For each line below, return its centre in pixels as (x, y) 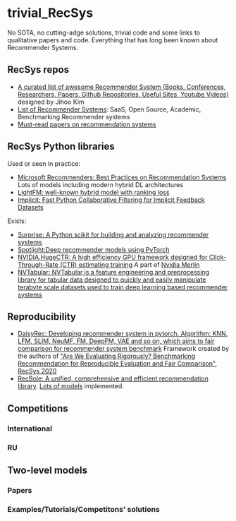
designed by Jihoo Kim (51, 102)
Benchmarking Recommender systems (74, 116)
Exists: (17, 221)
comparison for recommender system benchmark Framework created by (123, 349)
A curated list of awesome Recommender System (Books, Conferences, (122, 87)
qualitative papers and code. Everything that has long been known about (113, 40)
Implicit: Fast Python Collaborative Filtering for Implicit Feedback (111, 200)
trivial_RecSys (50, 13)
